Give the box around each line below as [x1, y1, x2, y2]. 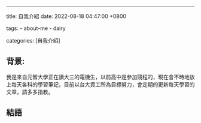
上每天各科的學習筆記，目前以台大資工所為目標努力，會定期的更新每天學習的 [6, 80, 195, 88]
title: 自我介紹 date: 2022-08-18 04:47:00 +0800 [6, 13, 127, 20]
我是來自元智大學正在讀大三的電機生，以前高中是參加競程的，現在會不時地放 [6, 73, 195, 80]
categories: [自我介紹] [6, 37, 61, 44]
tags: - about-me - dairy [6, 25, 66, 32]
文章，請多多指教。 [6, 88, 54, 95]
